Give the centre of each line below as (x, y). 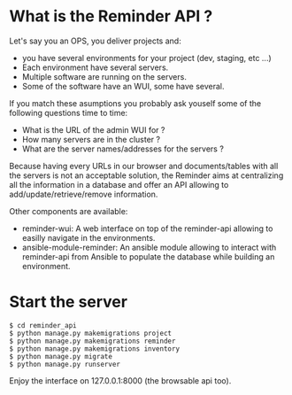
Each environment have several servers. (95, 67)
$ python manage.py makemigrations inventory (94, 349)
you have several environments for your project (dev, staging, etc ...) (146, 58)
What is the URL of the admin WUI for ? (93, 129)
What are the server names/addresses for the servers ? (123, 149)
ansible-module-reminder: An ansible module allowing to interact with (149, 247)
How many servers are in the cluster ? (91, 139)
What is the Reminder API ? (111, 16)
